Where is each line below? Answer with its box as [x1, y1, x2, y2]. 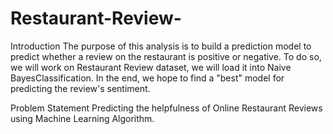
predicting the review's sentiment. [10, 82, 151, 94]
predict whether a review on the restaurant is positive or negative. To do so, [10, 50, 322, 62]
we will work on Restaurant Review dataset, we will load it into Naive [10, 61, 292, 73]
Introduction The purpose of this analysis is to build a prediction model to [10, 40, 312, 52]
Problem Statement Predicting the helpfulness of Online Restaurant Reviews [10, 102, 323, 114]
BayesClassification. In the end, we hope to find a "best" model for [10, 72, 285, 84]
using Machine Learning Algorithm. [10, 112, 155, 124]
